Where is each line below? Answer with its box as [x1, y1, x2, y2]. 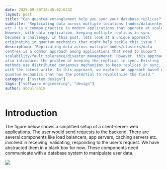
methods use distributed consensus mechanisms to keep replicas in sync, [5, 63, 162, 68]
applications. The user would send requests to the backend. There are [5, 129, 149, 135]
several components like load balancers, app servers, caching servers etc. [5, 134, 158, 140]
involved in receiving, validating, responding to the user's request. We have [5, 140, 160, 146]
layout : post [5, 12, 32, 17]
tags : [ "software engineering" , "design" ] [5, 81, 94, 86]
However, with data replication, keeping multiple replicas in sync [5, 30, 150, 35]
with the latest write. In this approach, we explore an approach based [5, 68, 159, 73]
